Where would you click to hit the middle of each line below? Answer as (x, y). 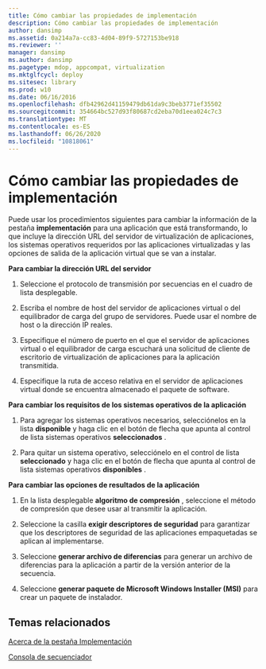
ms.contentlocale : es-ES (49, 126)
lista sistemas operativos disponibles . (83, 469)
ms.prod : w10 (30, 89)
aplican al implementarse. (62, 541)
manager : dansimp (37, 53)
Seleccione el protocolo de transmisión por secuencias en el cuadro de (136, 284)
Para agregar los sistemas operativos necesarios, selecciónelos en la (133, 420)
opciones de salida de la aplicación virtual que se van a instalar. (112, 253)
